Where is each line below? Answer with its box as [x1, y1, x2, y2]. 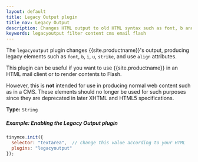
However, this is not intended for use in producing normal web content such [6, 82, 191, 89]
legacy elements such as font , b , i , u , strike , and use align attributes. [6, 53, 177, 60]
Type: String [6, 106, 38, 113]
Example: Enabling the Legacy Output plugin [6, 119, 118, 127]
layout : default [6, 8, 46, 15]
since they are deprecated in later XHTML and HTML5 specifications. [6, 95, 174, 102]
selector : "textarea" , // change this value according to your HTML [11, 140, 186, 146]
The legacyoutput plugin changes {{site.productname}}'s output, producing [6, 47, 190, 54]
